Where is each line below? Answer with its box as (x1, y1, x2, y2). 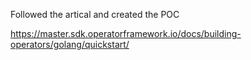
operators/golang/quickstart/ (10, 39, 130, 50)
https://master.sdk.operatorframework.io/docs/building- (10, 28, 242, 39)
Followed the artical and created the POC (10, 9, 180, 20)
